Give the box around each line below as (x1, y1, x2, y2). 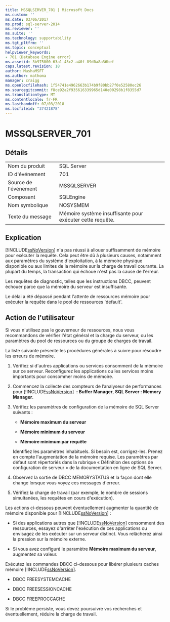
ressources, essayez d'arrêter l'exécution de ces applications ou (12, 525, 148, 531)
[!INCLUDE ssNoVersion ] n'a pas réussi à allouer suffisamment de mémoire (5, 246, 161, 253)
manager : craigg (5, 78, 39, 83)
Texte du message (8, 213, 52, 220)
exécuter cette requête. (59, 216, 115, 223)
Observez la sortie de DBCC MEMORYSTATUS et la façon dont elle (12, 474, 152, 480)
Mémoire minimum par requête (20, 438, 87, 444)
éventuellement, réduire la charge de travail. (5, 611, 97, 617)
